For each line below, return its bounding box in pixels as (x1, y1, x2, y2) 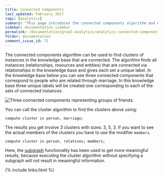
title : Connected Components (5, 7, 64, 12)
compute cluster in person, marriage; (5, 116, 83, 121)
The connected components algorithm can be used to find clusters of (5, 52, 144, 58)
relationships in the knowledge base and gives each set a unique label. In (5, 67, 151, 73)
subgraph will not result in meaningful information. (5, 158, 106, 163)
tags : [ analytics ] (5, 16, 42, 21)
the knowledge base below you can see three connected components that (5, 72, 154, 78)
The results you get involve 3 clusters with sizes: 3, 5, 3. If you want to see (5, 124, 154, 130)
